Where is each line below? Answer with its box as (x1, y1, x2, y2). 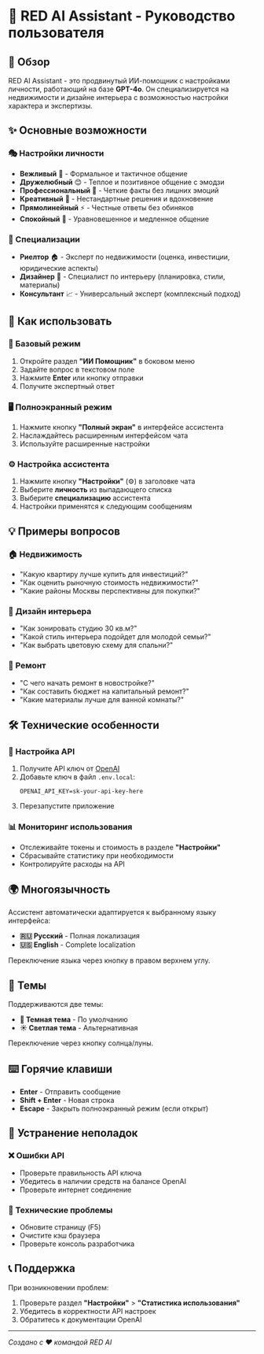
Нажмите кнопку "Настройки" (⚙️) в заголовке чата (19, 476, 196, 486)
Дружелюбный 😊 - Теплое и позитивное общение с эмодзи (19, 177, 225, 187)
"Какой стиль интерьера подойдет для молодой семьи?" (19, 632, 211, 642)
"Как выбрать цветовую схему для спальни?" (19, 641, 174, 650)
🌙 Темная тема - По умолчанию (19, 1015, 128, 1024)
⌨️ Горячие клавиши (8, 1062, 112, 1075)
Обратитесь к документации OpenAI (19, 1315, 142, 1324)
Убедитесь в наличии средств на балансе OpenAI (19, 1176, 187, 1186)
